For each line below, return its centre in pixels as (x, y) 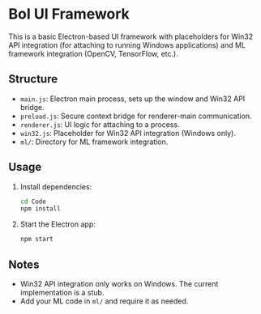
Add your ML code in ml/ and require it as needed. (104, 301)
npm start (37, 240)
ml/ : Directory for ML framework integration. (94, 142)
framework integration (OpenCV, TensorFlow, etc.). (93, 53)
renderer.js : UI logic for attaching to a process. (100, 124)
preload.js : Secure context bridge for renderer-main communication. (136, 116)
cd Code (33, 202)
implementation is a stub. (62, 293)
